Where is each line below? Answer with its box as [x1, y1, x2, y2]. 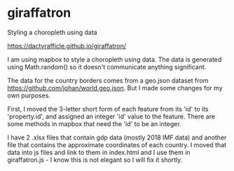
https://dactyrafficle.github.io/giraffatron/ [7, 41, 127, 50]
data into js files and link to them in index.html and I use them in [7, 148, 191, 156]
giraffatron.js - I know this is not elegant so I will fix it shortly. [7, 156, 183, 164]
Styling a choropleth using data [7, 28, 97, 36]
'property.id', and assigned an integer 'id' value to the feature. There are [7, 112, 216, 121]
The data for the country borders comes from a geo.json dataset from [7, 76, 209, 85]
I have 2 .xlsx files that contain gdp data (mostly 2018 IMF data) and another [7, 133, 227, 142]
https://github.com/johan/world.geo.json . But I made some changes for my [7, 83, 223, 92]
